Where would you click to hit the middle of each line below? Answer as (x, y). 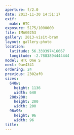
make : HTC (19, 23)
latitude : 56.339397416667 (37, 51)
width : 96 (24, 120)
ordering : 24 (18, 70)
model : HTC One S (23, 60)
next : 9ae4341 (20, 65)
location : (15, 46)
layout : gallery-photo (28, 42)
